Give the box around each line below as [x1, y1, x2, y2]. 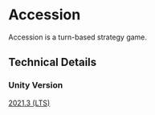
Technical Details [8, 55, 97, 69]
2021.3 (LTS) [8, 98, 51, 108]
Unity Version [8, 80, 63, 91]
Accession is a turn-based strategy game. [8, 32, 147, 42]
